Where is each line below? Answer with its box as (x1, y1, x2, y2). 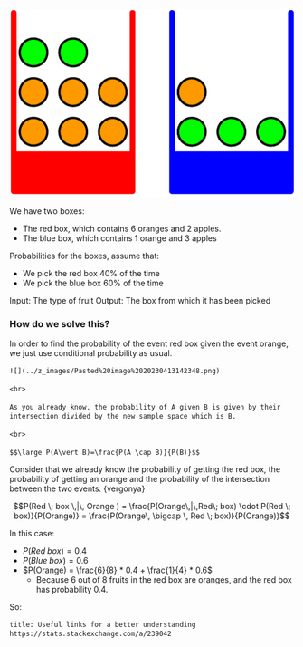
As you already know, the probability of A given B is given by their (9, 403, 281, 412)
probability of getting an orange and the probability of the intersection (9, 474, 270, 485)
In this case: (9, 528, 55, 539)
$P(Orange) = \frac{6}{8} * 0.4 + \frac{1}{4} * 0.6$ (22, 565, 213, 575)
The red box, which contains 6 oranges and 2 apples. (22, 223, 222, 235)
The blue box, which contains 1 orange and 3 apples (22, 233, 217, 244)
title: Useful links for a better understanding (9, 621, 196, 630)
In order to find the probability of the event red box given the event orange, (9, 338, 289, 349)
